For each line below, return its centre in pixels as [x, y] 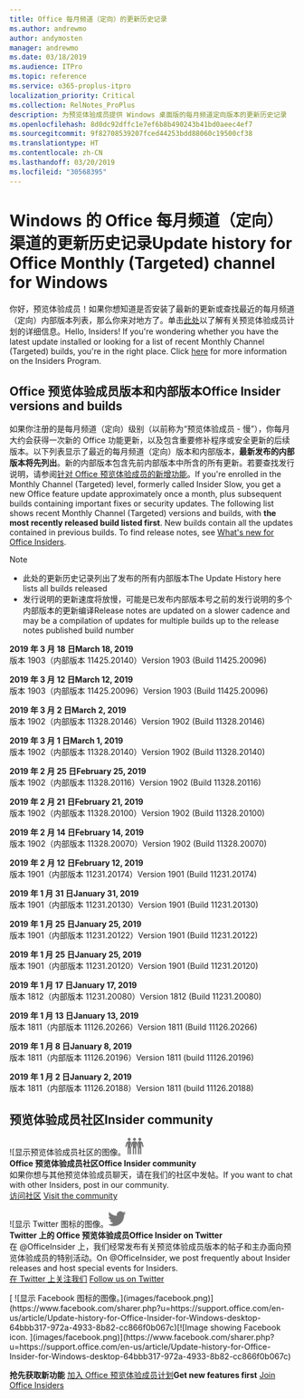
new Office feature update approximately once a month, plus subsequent [146, 494]
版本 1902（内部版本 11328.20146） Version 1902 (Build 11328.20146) [137, 722]
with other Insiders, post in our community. [89, 1185]
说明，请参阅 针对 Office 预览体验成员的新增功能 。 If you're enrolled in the [146, 474]
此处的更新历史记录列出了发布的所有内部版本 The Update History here [152, 579]
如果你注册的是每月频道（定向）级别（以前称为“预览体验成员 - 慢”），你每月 [150, 429]
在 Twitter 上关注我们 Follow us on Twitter [87, 1279]
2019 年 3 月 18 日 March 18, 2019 [71, 649]
